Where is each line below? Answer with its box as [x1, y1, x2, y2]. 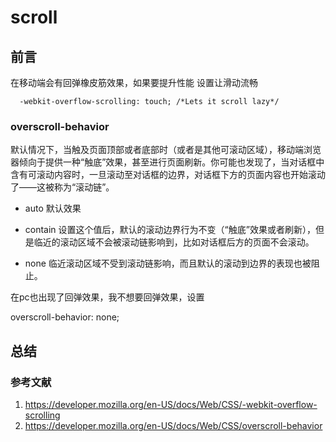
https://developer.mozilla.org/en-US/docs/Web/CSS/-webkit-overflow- [24, 398, 318, 410]
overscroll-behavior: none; [10, 311, 120, 323]
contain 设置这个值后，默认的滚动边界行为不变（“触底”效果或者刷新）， [24, 224, 316, 236]
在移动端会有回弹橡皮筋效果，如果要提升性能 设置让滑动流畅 [10, 77, 258, 88]
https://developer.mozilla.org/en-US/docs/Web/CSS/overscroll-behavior [24, 419, 323, 431]
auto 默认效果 [24, 202, 82, 215]
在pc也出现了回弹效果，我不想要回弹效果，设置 [10, 291, 205, 303]
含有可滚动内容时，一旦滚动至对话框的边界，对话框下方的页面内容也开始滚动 [10, 169, 326, 181]
